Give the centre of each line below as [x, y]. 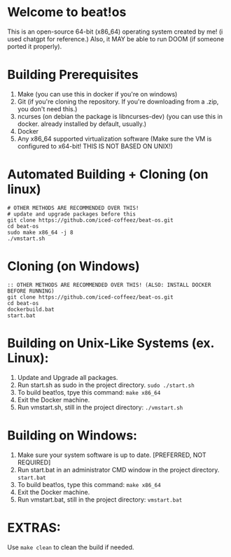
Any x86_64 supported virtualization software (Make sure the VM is [114, 139]
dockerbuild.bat [31, 309]
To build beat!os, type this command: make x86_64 [89, 484]
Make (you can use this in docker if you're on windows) [97, 94]
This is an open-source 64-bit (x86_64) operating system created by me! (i [115, 31]
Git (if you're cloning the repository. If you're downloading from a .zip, [118, 101]
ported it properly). [35, 46]
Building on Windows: [72, 435]
